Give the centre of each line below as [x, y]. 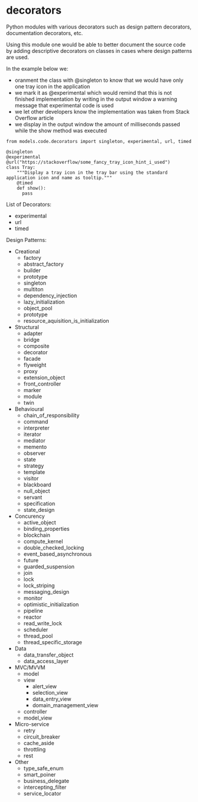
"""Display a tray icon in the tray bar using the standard [92, 173]
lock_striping [39, 585]
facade [32, 358]
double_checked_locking [54, 548]
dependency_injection [50, 295]
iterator [32, 434]
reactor [32, 617]
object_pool [38, 308]
